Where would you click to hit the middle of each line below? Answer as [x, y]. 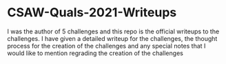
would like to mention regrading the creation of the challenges [95, 53]
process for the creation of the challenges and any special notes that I [106, 46]
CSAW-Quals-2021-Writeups [92, 13]
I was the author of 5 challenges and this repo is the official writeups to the [113, 31]
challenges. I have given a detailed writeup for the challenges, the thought [112, 38]
